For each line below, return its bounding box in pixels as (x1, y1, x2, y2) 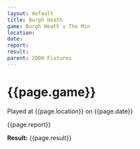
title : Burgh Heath (7, 16, 63, 23)
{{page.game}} (7, 84, 96, 100)
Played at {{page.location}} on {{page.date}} (7, 107, 133, 115)
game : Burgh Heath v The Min (7, 23, 91, 30)
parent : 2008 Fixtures (7, 55, 72, 62)
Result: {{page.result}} (7, 133, 72, 141)
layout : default (7, 10, 54, 17)
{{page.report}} (7, 120, 51, 128)
